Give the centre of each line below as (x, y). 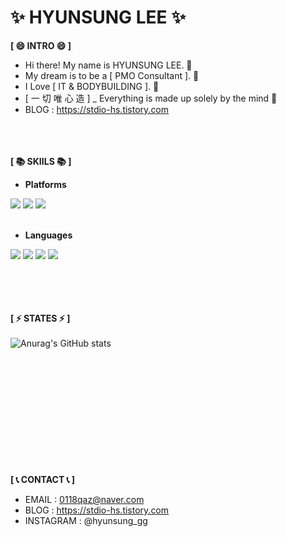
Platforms (45, 184)
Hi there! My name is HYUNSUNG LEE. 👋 (108, 65)
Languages (48, 235)
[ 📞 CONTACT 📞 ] (43, 479)
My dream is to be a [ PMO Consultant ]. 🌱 (112, 75)
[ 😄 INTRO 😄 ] (41, 45)
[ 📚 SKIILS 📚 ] (41, 161)
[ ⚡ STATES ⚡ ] (40, 318)
